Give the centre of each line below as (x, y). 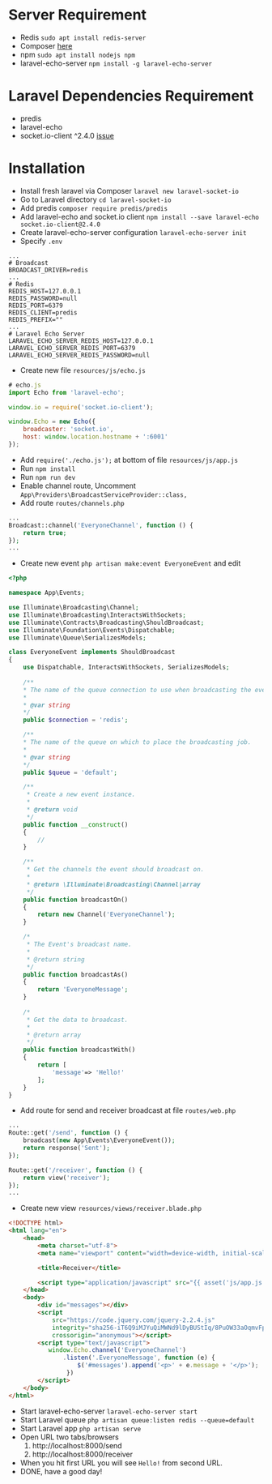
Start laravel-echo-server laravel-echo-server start (109, 1411)
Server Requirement (78, 15)
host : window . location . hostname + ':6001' (96, 437)
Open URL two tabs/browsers (69, 1437)
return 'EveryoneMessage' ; (83, 990)
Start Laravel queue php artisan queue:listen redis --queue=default (137, 1419)
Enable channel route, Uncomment (78, 485)
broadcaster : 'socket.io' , (68, 430)
